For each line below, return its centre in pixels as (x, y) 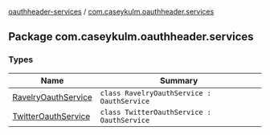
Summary (179, 80)
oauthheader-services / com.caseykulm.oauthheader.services (111, 12)
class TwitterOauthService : (155, 112)
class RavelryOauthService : (155, 93)
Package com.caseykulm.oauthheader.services (131, 37)
